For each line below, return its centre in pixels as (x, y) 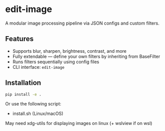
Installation (23, 83)
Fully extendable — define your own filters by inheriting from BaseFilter (86, 56)
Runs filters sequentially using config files (56, 62)
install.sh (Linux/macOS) (38, 113)
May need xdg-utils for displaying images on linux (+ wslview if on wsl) (79, 123)
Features (19, 39)
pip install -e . (23, 94)
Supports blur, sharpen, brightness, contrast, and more (69, 51)
